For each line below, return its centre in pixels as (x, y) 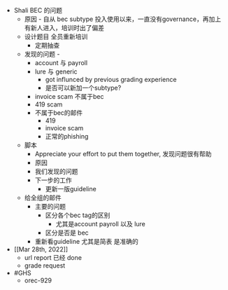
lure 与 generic (56, 71)
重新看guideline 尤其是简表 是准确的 (86, 241)
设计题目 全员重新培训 (56, 36)
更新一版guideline (71, 189)
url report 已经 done (53, 257)
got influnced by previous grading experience (111, 80)
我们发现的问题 (56, 171)
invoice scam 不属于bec (69, 96)
